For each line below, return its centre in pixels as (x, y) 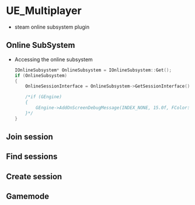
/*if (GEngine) (44, 97)
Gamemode (28, 197)
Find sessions (32, 157)
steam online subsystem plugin (52, 27)
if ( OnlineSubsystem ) (41, 75)
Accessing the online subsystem (54, 59)
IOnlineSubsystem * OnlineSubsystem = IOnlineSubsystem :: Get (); (93, 70)
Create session (34, 176)
